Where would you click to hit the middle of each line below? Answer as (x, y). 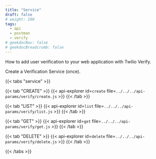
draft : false (19, 15)
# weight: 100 (20, 19)
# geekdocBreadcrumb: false (35, 47)
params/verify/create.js (31, 97)
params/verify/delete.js (31, 142)
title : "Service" (23, 10)
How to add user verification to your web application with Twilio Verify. (78, 61)
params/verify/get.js (28, 127)
